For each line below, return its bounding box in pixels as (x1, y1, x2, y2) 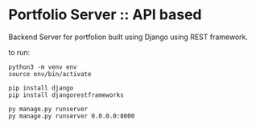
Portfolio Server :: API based (8, 6, 202, 24)
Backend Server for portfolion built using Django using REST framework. (8, 32, 248, 42)
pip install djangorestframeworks (8, 90, 125, 99)
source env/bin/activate (8, 70, 92, 78)
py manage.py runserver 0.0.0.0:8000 (8, 112, 135, 120)
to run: (8, 47, 31, 57)
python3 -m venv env (8, 62, 78, 71)
